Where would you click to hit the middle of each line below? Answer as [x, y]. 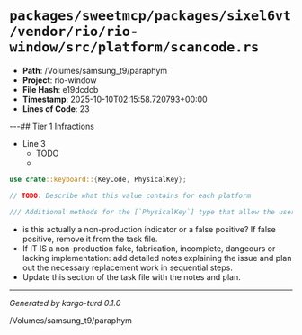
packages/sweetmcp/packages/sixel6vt [151, 16]
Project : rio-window [59, 80]
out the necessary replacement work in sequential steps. [128, 267]
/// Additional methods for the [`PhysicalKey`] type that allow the [142, 212]
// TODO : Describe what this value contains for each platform [130, 195]
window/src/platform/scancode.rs [134, 47]
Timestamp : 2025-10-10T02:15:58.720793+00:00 [115, 99]
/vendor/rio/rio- [74, 32]
